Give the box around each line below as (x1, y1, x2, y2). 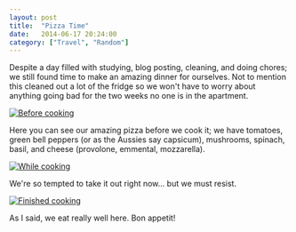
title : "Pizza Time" (9, 21, 90, 30)
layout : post (9, 12, 58, 22)
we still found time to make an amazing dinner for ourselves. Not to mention (9, 72, 287, 83)
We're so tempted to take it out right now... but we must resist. (9, 179, 237, 189)
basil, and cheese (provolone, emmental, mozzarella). (9, 144, 206, 155)
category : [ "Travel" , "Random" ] (9, 37, 129, 47)
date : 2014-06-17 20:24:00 (9, 29, 117, 38)
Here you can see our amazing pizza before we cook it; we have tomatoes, (9, 125, 283, 136)
